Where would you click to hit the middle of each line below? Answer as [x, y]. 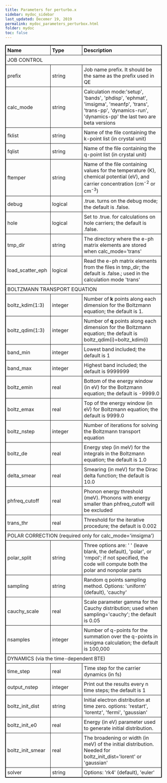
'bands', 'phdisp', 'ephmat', [116, 98]
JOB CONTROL [25, 60]
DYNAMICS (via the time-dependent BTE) [56, 659]
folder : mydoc [20, 28]
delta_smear [22, 475]
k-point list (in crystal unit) [115, 139]
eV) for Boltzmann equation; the [121, 409]
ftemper [16, 178]
